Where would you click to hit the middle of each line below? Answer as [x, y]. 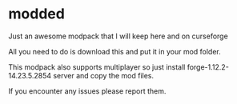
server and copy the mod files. [104, 75]
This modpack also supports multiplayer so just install [97, 67]
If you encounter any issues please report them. [87, 91]
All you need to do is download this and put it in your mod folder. [115, 51]
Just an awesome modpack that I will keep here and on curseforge [118, 36]
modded [37, 14]
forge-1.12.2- [208, 67]
